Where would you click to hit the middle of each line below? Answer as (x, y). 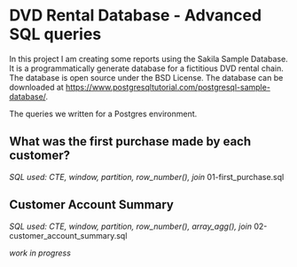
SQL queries (55, 34)
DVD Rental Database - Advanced (136, 16)
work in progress (40, 253)
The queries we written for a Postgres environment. (103, 114)
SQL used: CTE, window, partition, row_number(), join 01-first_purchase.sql (147, 177)
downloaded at (36, 87)
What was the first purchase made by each (130, 141)
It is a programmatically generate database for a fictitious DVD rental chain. (146, 68)
